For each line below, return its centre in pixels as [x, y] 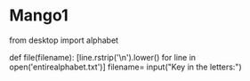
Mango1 [39, 16]
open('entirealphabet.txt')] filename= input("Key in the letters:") [125, 67]
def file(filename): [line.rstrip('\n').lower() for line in [103, 57]
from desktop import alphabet [64, 40]
